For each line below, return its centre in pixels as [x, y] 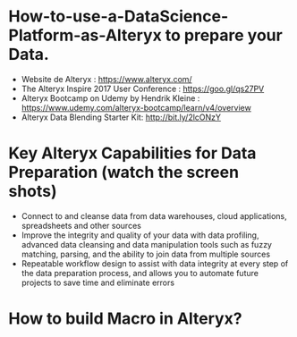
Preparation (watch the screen [123, 173]
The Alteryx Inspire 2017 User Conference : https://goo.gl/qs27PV [143, 88]
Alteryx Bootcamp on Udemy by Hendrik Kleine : [110, 98]
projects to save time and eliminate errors [98, 282]
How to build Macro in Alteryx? [125, 319]
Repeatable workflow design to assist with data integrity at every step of [155, 263]
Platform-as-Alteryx [85, 35]
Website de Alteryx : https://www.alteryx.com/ [107, 79]
